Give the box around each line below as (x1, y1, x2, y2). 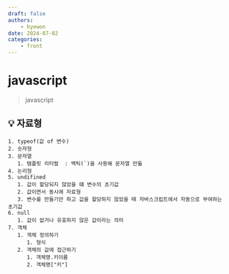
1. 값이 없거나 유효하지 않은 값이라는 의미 (17, 217, 124, 224)
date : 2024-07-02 (8, 29, 59, 37)
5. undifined (8, 174, 46, 181)
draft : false (8, 10, 46, 17)
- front (20, 43, 43, 50)
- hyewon (20, 23, 46, 30)
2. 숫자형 (8, 145, 32, 152)
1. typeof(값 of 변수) (8, 137, 70, 145)
